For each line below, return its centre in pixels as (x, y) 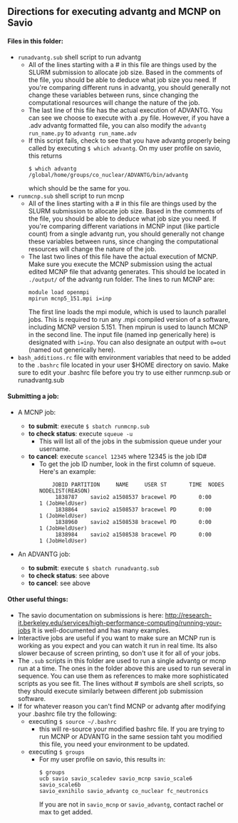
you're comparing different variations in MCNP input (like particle (124, 226)
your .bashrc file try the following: (67, 714)
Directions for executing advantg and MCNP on (114, 12)
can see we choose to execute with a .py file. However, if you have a (129, 118)
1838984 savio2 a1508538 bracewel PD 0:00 (133, 535)
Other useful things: (38, 600)
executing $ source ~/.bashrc (72, 721)
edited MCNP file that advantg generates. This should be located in (127, 271)
